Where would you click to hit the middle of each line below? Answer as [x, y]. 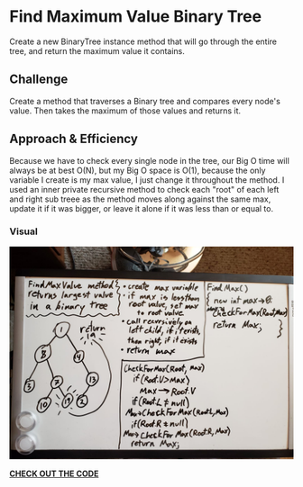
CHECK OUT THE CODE [54, 473]
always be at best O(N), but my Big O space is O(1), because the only [138, 170]
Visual [23, 231]
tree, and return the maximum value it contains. [97, 50]
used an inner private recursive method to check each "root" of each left [144, 189]
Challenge [39, 80]
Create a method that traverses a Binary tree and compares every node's [145, 101]
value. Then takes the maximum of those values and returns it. [125, 111]
